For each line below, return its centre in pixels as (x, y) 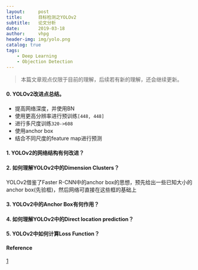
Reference (19, 247)
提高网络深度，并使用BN (45, 108)
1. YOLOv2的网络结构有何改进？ (45, 153)
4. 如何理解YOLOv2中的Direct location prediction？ (70, 219)
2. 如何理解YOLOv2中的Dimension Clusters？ (63, 167)
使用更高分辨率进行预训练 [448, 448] (59, 116)
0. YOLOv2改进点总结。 (35, 94)
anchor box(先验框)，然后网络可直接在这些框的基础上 (71, 190)
